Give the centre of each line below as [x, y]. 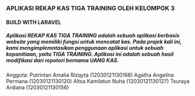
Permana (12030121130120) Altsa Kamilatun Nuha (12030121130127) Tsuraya [98, 81]
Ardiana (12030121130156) [37, 88]
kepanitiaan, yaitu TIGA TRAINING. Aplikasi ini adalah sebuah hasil [90, 54]
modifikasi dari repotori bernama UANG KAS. [62, 60]
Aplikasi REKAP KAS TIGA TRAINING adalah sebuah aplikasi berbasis [93, 36]
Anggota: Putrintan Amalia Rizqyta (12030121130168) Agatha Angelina [90, 75]
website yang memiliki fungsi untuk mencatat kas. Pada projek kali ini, [94, 42]
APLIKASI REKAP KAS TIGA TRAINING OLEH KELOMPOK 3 [90, 8]
